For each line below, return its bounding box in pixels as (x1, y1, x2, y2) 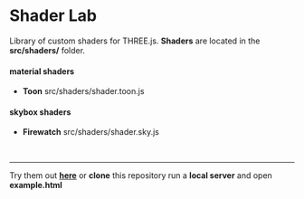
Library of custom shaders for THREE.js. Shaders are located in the (9, 35, 261, 46)
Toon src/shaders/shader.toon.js (22, 86, 145, 97)
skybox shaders (9, 106, 71, 118)
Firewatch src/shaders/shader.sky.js (22, 127, 160, 137)
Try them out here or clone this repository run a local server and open (9, 170, 273, 181)
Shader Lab (9, 5, 98, 26)
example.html (9, 180, 63, 191)
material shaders (9, 65, 75, 77)
